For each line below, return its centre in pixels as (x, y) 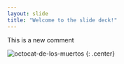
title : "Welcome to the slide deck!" (62, 20)
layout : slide (28, 14)
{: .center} (101, 54)
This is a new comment (41, 40)
